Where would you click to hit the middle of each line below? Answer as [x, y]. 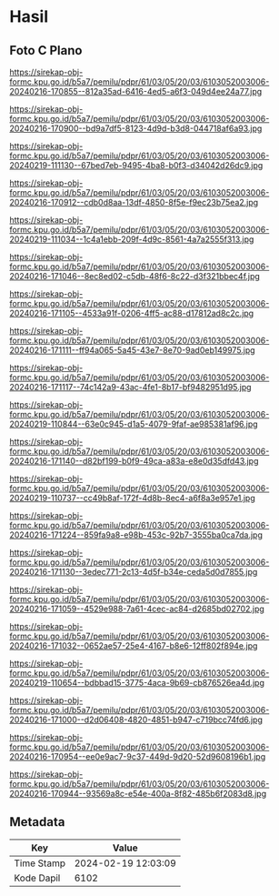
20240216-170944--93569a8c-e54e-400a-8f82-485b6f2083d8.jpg [138, 794]
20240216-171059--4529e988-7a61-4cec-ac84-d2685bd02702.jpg [137, 609]
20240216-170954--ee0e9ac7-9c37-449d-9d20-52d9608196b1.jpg [138, 756]
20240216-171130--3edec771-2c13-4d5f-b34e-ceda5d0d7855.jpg [134, 572]
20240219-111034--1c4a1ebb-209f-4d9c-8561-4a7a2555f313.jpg [132, 239]
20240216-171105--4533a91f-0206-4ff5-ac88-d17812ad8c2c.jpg [132, 313]
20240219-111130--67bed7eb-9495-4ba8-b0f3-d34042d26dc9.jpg [136, 165]
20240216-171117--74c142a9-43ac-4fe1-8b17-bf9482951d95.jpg [130, 387]
